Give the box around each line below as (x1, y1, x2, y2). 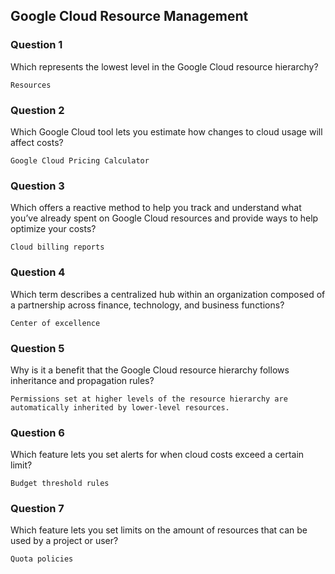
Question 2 (10, 103, 65, 117)
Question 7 (10, 502, 65, 516)
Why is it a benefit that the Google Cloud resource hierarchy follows (10, 364, 290, 376)
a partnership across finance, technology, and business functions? (10, 299, 285, 311)
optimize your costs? (10, 223, 97, 235)
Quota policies (10, 554, 74, 564)
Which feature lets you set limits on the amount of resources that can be (10, 524, 308, 536)
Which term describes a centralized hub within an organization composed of (10, 288, 326, 300)
